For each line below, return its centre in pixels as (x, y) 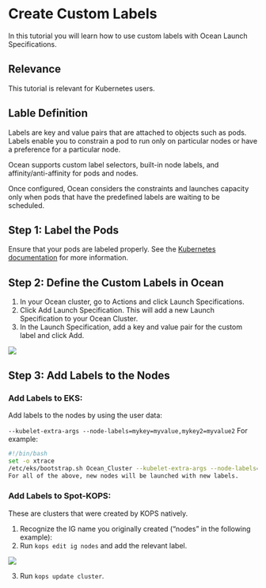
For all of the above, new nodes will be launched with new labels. (123, 476)
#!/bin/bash (28, 453)
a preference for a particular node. (65, 149)
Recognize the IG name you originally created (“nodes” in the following (135, 528)
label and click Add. (52, 336)
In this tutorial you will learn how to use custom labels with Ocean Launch (128, 36)
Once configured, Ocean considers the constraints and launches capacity (129, 188)
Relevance (35, 69)
